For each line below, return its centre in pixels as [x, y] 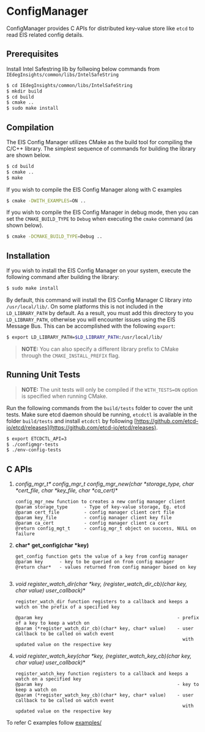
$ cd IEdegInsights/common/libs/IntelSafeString [69, 85]
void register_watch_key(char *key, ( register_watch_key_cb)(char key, [103, 656]
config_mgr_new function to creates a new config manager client [100, 502]
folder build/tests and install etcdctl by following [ [71, 421]
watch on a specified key [48, 679]
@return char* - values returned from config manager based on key [106, 567]
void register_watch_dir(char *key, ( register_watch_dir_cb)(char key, [101, 584]
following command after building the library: [63, 277]
